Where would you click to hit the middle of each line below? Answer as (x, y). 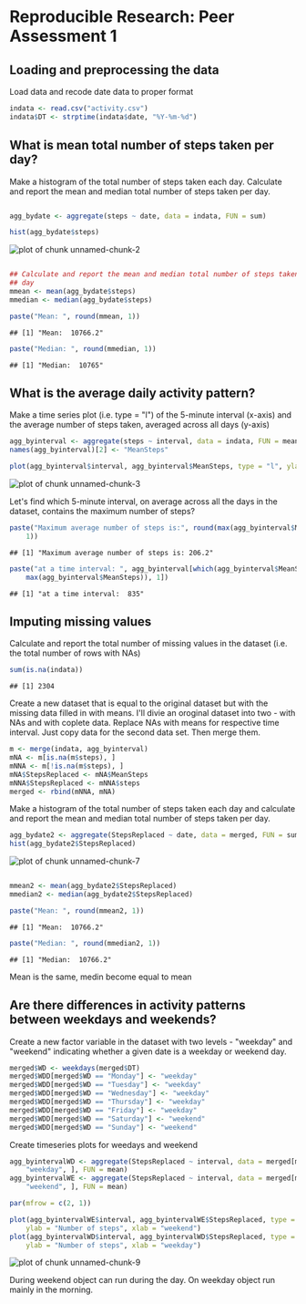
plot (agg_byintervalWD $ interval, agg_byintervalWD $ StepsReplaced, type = (153, 1237)
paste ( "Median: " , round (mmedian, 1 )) (83, 348)
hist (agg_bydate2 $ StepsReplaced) (73, 844)
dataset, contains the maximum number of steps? (102, 511)
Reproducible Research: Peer (122, 17)
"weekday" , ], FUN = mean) (77, 1170)
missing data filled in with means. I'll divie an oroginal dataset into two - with (153, 713)
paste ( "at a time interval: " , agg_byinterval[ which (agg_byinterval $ (144, 569)
